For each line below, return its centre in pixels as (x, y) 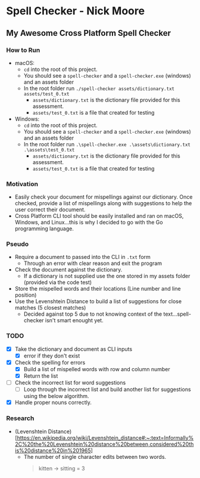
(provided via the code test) (58, 282)
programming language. (44, 229)
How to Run (23, 50)
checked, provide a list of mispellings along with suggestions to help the (103, 203)
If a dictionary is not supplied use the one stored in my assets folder (107, 276)
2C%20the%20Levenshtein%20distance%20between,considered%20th (104, 444)
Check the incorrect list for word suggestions (70, 383)
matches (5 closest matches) (50, 308)
